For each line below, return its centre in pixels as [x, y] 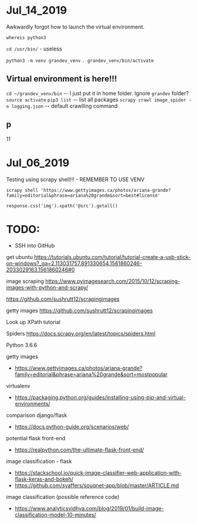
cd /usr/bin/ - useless [34, 49]
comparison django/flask [36, 415]
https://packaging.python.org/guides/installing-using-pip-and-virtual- [100, 397]
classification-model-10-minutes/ [55, 515]
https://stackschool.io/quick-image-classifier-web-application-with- [98, 473]
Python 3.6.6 [22, 345]
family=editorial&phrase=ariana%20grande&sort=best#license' [83, 195]
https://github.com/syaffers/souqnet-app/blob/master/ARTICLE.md [97, 485]
